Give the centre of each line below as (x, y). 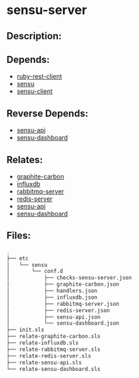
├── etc (18, 258)
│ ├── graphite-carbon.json (63, 285)
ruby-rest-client (39, 76)
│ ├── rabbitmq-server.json (63, 304)
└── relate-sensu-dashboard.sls (53, 369)
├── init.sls (25, 330)
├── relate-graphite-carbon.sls (53, 337)
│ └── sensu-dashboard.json (63, 323)
